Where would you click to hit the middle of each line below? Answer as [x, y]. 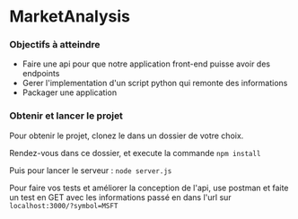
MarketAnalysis [70, 17]
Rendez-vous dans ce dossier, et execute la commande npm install [135, 153]
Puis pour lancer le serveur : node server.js [91, 170]
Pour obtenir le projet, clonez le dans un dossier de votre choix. [127, 136]
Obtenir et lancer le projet [66, 116]
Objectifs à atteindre [55, 45]
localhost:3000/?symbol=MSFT [64, 206]
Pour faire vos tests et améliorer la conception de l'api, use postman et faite [149, 188]
